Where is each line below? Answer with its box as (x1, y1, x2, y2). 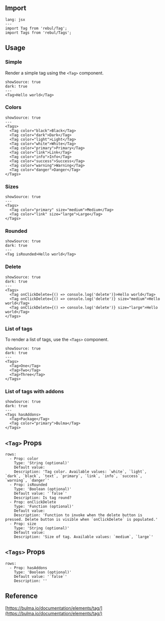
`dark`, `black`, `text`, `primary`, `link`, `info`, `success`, (5, 474, 142, 479)
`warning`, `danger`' (5, 478, 50, 483)
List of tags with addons (5, 388, 64, 395)
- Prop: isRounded (9, 483, 48, 487)
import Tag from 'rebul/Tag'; (5, 26, 68, 31)
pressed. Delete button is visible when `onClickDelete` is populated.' (5, 517, 158, 522)
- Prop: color (9, 456, 39, 461)
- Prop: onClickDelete (9, 500, 56, 505)
